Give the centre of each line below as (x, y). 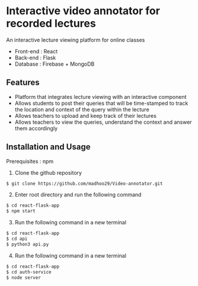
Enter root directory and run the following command (78, 195)
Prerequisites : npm (30, 161)
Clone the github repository (48, 172)
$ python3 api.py (28, 244)
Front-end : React (36, 51)
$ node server (24, 277)
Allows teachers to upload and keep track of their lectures (86, 115)
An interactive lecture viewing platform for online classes (76, 40)
